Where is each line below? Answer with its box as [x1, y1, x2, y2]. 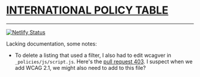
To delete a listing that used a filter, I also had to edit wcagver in [14, 52, 171, 59]
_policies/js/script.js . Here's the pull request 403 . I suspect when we [14, 57, 193, 65]
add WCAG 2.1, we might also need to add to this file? [14, 64, 146, 71]
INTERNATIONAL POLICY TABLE [6, 4, 168, 17]
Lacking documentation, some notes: [6, 40, 97, 47]
